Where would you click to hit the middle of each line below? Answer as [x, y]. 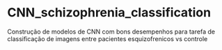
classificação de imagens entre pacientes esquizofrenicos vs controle [108, 38]
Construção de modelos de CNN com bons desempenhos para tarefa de [111, 32]
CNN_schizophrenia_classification [109, 13]
